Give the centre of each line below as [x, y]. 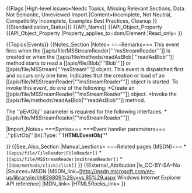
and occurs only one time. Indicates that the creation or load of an [85, 76]
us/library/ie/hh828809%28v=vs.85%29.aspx [61, 178]
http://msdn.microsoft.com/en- [118, 171]
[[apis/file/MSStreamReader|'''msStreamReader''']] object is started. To [92, 82]
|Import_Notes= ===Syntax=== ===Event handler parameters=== [86, 129]
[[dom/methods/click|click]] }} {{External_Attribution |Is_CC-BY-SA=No [93, 165]
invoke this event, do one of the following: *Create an [70, 88]
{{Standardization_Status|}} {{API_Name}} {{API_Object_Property [84, 27]
